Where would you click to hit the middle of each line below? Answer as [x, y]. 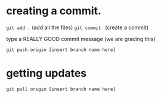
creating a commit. [54, 11]
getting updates [47, 73]
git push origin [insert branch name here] [61, 50]
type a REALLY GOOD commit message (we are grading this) [81, 39]
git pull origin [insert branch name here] [61, 89]
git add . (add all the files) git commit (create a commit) [78, 27]
